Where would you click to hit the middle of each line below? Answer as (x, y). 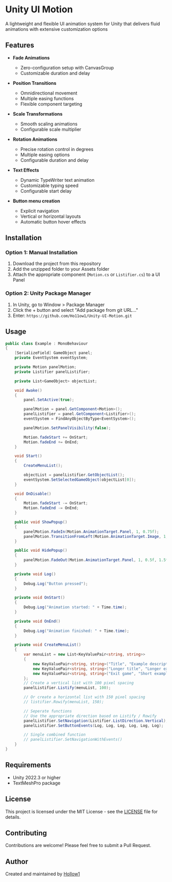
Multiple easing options (45, 155)
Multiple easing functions (47, 98)
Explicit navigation (40, 211)
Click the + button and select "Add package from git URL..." (75, 310)
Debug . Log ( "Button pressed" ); (56, 584)
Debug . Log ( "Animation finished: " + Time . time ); (77, 631)
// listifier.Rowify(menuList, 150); (64, 702)
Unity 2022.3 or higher (37, 777)
